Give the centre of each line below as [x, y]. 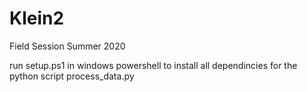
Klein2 [37, 18]
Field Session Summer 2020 [67, 46]
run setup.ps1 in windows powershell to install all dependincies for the [153, 65]
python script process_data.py [72, 76]
